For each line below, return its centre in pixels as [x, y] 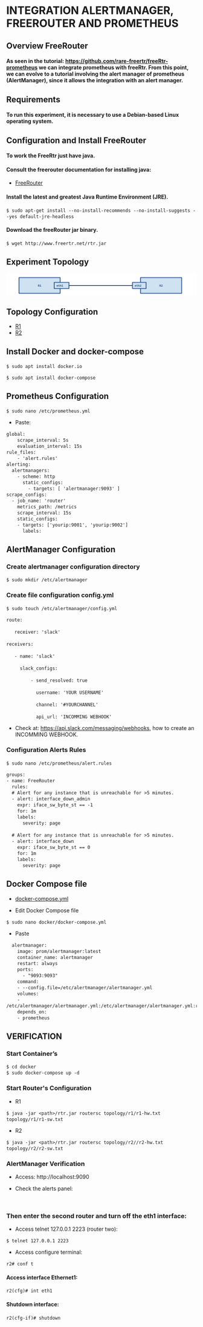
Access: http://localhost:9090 [52, 1177]
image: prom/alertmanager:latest [59, 951]
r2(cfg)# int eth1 [29, 1291]
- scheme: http [36, 476]
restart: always [38, 963]
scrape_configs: [27, 495]
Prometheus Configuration [58, 396]
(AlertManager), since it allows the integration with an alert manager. [95, 81]
